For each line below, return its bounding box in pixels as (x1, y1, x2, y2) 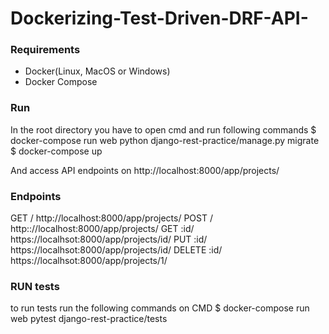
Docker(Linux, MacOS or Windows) (24, 65, 171, 77)
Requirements (10, 43, 81, 57)
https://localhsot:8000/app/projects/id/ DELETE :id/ (10, 244, 223, 256)
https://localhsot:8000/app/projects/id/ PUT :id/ (10, 233, 208, 246)
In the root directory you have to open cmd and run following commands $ (10, 123, 317, 136)
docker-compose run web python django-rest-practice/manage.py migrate (10, 134, 320, 146)
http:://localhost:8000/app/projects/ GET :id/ (10, 223, 195, 235)
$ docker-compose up (10, 145, 103, 157)
